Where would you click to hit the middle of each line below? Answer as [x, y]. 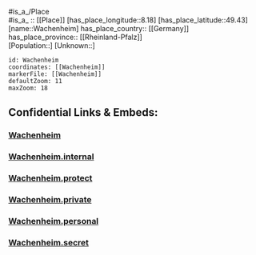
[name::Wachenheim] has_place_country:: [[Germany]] [99, 28]
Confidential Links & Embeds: [83, 112]
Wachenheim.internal [51, 157]
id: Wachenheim [34, 60]
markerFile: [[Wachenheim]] [55, 74]
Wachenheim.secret [49, 242]
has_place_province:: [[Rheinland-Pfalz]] [75, 37]
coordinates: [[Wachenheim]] [57, 67]
